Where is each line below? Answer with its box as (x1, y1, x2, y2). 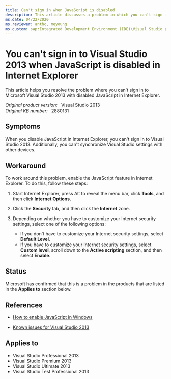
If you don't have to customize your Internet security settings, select (20, 230, 164, 237)
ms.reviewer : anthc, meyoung (5, 21, 67, 27)
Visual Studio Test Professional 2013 (12, 369, 89, 375)
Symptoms (5, 122, 41, 131)
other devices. (5, 146, 36, 153)
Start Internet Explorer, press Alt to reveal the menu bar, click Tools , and (12, 190, 164, 196)
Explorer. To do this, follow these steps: (5, 180, 88, 186)
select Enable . (20, 252, 51, 258)
